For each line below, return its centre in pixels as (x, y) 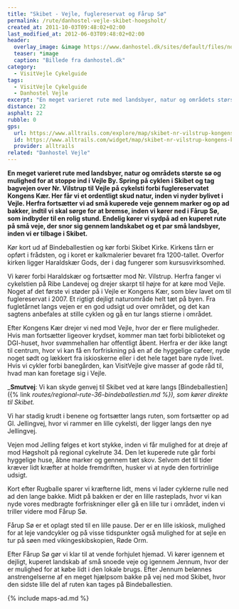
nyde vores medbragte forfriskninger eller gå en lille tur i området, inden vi (116, 504)
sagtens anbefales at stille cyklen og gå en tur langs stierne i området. (110, 314)
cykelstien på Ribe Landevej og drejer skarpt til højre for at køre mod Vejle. (116, 284)
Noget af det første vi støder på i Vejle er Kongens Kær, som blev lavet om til (119, 291)
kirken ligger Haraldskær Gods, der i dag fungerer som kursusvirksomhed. (116, 263)
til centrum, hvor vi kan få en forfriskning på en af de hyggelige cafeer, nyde (119, 350)
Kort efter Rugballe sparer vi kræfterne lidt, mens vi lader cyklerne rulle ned (118, 489)
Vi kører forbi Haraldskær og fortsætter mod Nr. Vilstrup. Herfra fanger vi (115, 276)
